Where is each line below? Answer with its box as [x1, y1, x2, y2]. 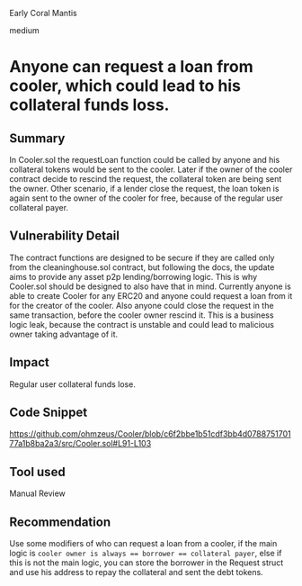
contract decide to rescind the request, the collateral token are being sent [9, 174, 282, 184]
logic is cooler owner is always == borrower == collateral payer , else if [9, 548, 282, 559]
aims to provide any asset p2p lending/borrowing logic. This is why [9, 271, 258, 282]
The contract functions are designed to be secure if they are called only [9, 252, 275, 263]
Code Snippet [9, 405, 88, 420]
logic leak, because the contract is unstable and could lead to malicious [9, 319, 274, 329]
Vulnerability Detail [9, 229, 120, 244]
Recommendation [9, 514, 111, 529]
